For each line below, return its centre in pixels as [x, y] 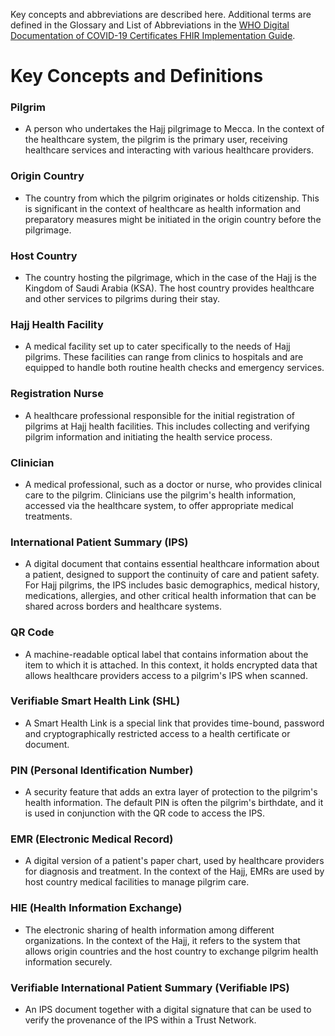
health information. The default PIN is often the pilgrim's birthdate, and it [174, 803]
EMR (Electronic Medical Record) [92, 839]
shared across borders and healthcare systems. [123, 606]
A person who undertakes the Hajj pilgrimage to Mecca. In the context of [174, 129]
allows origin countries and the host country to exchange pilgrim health [171, 951]
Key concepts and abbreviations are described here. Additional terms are [161, 14]
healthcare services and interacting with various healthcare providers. [169, 150]
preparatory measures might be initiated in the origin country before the [173, 219]
